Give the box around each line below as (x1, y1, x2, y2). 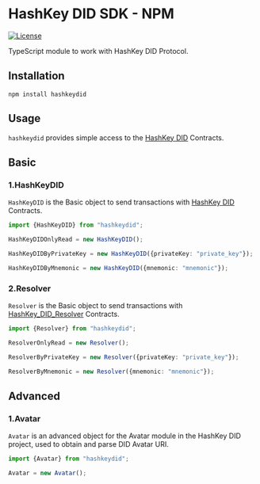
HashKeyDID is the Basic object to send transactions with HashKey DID (8, 197, 235, 207)
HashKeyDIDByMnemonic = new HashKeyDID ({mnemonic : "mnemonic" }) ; (8, 264, 228, 272)
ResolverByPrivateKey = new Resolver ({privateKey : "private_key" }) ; (8, 353, 239, 361)
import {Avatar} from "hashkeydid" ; (8, 455, 129, 463)
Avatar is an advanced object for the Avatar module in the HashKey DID (8, 431, 242, 440)
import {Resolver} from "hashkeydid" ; (8, 325, 136, 333)
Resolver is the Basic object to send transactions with (8, 301, 183, 311)
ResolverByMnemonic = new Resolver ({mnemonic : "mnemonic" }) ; (8, 368, 215, 375)
